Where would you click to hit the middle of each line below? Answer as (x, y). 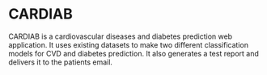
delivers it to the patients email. (61, 62)
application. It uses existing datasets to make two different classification (129, 44)
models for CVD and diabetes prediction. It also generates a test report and (133, 53)
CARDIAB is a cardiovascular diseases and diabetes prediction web (121, 36)
